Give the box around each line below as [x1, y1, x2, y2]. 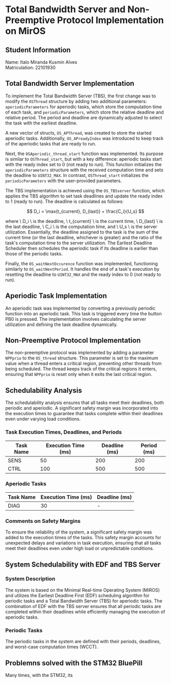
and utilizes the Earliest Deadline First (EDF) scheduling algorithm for [5, 592, 150, 598]
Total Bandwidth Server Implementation [5, 79, 135, 88]
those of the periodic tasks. [5, 250, 63, 257]
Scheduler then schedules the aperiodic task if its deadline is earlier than [5, 245, 158, 251]
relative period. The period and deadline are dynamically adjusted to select [5, 114, 162, 120]
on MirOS [5, 26, 46, 37]
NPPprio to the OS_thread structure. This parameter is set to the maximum [5, 355, 159, 361]
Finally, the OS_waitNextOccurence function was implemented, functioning [5, 260, 158, 266]
